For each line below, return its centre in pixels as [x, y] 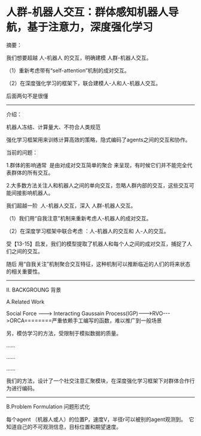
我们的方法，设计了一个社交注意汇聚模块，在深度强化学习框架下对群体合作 [98, 380]
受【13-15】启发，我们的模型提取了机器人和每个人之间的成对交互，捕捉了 [97, 244]
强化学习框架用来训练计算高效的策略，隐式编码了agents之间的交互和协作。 [98, 140]
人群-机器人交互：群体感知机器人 [87, 12]
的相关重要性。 [25, 271]
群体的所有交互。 [32, 172]
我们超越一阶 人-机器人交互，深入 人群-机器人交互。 [71, 205]
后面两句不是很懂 [27, 96]
